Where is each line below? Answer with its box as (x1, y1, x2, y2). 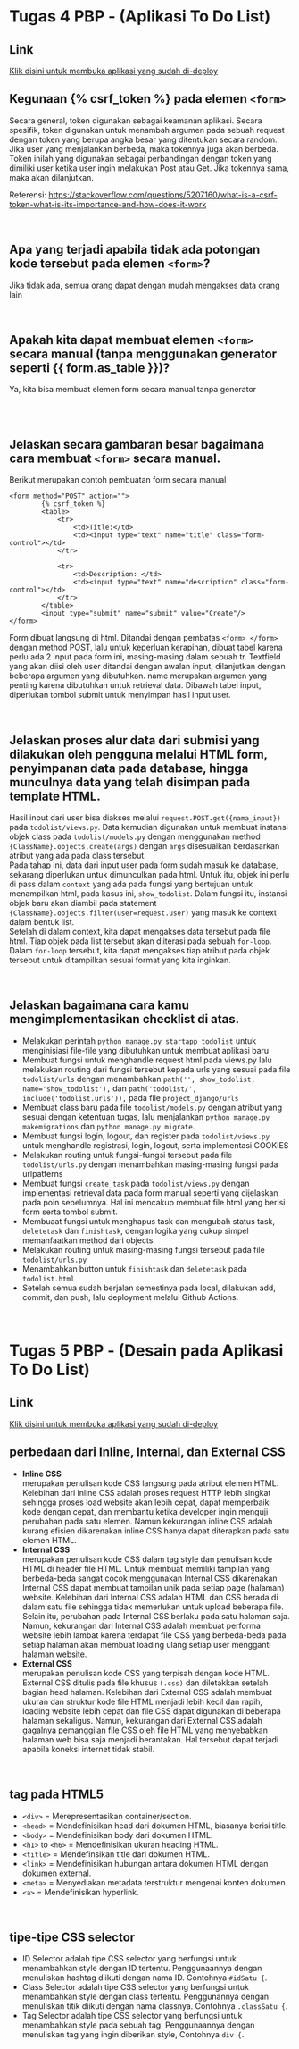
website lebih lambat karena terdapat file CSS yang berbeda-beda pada (21, 1629, 287, 1641)
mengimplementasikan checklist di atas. (9, 1012, 240, 1027)
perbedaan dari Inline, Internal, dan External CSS (9, 1445, 286, 1460)
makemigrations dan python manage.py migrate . (21, 1121, 195, 1131)
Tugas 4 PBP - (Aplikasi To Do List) (9, 6, 270, 27)
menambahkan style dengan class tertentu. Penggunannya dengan (21, 1991, 270, 2003)
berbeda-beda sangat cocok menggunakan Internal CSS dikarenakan (21, 1573, 278, 1583)
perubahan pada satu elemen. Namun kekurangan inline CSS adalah (21, 1516, 273, 1526)
